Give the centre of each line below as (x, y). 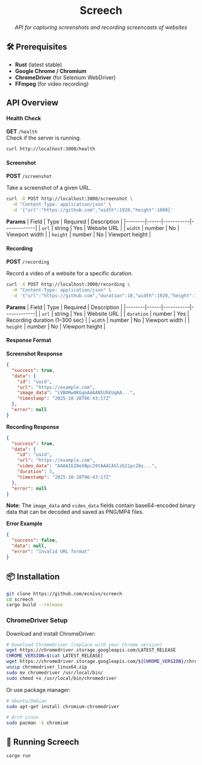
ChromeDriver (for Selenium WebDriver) (65, 77)
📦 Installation (33, 577)
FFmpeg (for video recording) (52, 84)
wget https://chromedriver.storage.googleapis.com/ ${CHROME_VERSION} (95, 662)
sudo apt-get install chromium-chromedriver (63, 706)
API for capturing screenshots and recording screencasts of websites (101, 27)
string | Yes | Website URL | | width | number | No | (117, 228)
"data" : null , (29, 546)
